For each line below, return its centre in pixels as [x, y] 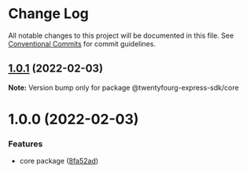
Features [26, 144]
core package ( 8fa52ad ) [59, 161]
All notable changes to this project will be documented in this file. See [121, 35]
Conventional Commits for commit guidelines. [82, 43]
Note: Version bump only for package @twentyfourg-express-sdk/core [124, 87]
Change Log [48, 14]
